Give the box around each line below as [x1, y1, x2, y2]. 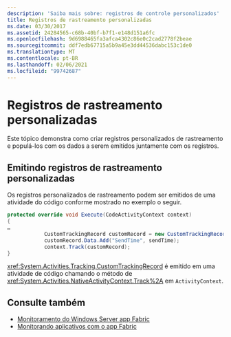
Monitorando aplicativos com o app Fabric [16, 323, 137, 331]
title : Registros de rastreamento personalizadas [7, 17, 153, 23]
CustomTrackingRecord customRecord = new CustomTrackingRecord [43, 230, 229, 237]
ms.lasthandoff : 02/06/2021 [7, 61, 88, 68]
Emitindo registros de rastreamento [7, 162, 163, 173]
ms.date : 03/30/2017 [7, 23, 67, 30]
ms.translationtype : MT [7, 49, 76, 56]
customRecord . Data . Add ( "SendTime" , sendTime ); [43, 237, 180, 244]
